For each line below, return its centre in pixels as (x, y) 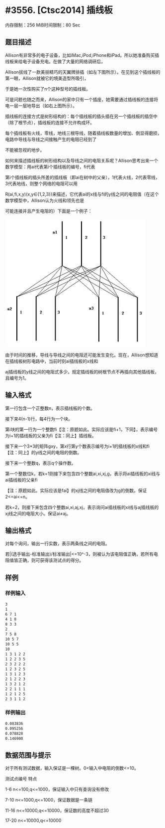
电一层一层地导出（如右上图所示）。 (41, 106)
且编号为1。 (17, 378)
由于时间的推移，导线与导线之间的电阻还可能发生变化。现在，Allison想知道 (82, 355)
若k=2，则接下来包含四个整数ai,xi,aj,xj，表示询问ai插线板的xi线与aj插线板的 (82, 507)
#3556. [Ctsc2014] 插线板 (59, 10)
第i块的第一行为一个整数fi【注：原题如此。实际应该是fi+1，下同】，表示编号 (82, 429)
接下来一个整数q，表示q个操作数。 (41, 463)
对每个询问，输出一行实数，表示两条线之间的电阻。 (57, 543)
